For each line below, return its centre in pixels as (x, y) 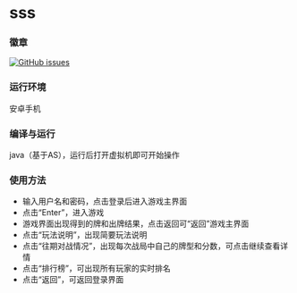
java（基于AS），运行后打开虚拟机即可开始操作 (95, 155)
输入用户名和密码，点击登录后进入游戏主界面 (105, 201)
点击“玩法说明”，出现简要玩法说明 (85, 235)
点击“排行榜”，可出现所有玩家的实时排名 (97, 268)
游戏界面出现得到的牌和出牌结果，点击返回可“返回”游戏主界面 (136, 224)
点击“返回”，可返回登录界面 (73, 280)
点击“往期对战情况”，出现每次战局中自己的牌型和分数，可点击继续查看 (151, 246)
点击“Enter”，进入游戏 (63, 213)
